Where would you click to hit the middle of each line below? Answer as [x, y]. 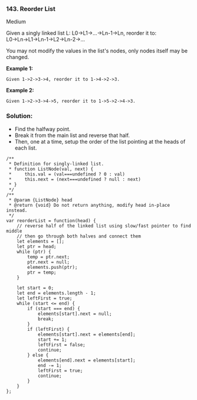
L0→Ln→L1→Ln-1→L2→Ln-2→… [46, 40]
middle [14, 231]
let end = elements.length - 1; [56, 293]
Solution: [19, 116]
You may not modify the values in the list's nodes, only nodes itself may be [97, 51]
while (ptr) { [34, 252]
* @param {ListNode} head [40, 200]
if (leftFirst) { [48, 329]
